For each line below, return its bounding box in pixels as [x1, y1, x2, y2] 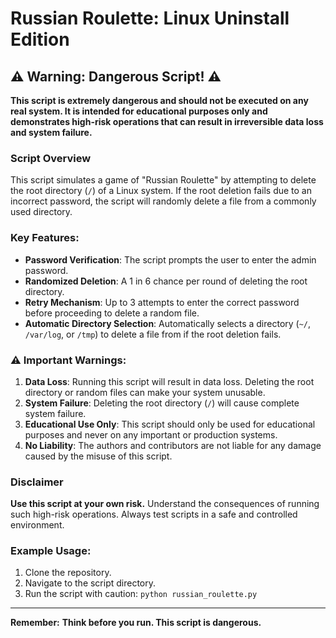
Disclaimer [10, 475, 64, 489]
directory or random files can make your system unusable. [24, 386, 266, 398]
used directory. [10, 206, 73, 218]
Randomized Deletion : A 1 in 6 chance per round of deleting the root [24, 275, 308, 287]
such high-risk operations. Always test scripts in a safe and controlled [10, 508, 298, 521]
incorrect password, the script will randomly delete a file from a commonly [10, 195, 317, 207]
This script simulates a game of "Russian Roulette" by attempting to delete [10, 174, 317, 186]
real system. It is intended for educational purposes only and [10, 105, 268, 117]
